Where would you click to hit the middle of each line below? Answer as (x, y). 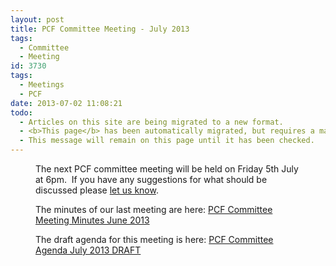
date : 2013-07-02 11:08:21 (66, 103)
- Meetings (42, 85)
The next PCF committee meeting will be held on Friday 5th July (167, 169)
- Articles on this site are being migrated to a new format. (151, 122)
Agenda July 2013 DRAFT (88, 250)
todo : (21, 112)
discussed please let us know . (97, 190)
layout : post (37, 19)
